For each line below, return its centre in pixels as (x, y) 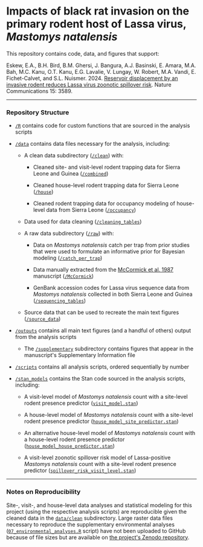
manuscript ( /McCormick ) (63, 276)
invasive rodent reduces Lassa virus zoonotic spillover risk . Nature (89, 84)
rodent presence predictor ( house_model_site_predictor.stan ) (101, 421)
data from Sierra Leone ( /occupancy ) (91, 210)
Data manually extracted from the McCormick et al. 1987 (103, 270)
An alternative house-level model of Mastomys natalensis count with (110, 433)
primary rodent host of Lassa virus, (96, 24)
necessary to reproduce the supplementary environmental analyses (91, 524)
